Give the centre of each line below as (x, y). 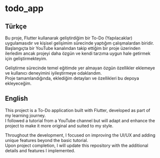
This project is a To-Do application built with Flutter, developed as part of (78, 110)
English (16, 99)
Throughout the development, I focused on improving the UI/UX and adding (80, 135)
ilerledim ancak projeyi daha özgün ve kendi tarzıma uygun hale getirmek (78, 53)
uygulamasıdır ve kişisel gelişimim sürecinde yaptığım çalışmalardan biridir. (80, 43)
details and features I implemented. (40, 150)
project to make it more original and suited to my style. (59, 126)
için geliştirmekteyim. (26, 58)
